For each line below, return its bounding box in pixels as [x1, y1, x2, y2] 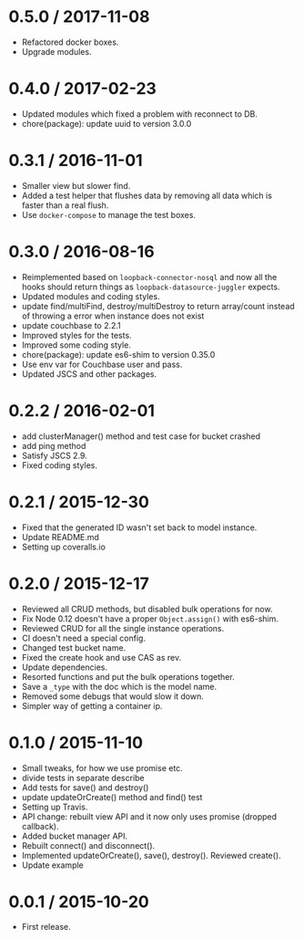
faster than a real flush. [21, 199, 109, 211]
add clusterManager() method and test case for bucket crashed [21, 431, 261, 442]
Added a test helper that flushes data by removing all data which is [21, 190, 272, 201]
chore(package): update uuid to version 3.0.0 [21, 118, 192, 129]
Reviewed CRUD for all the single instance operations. [21, 622, 225, 633]
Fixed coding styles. [21, 459, 97, 471]
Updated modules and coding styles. [21, 290, 160, 302]
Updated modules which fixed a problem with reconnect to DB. [21, 108, 258, 120]
